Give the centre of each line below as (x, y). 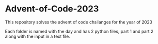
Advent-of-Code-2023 (52, 9)
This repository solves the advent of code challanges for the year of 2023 (79, 22)
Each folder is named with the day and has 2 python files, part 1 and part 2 (79, 31)
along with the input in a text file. (38, 36)
